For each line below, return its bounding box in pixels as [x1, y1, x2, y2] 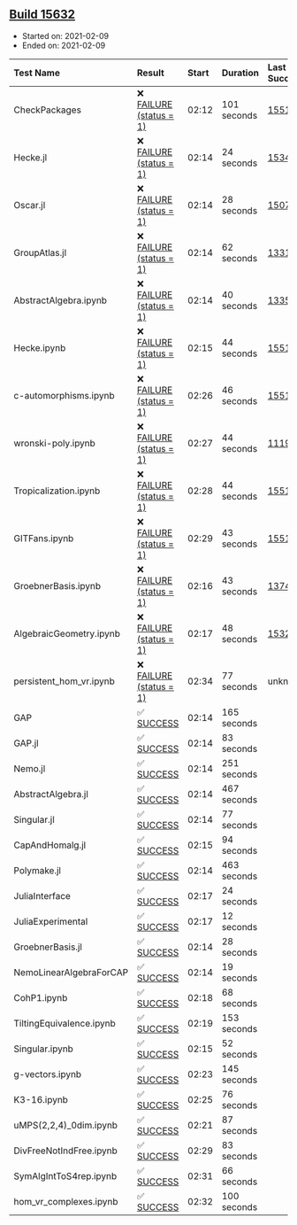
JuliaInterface [13, 889, 71, 902]
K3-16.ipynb [13, 1093, 69, 1105]
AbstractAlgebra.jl [13, 787, 88, 800]
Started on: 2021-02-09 [21, 30, 109, 41]
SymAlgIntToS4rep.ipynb [13, 1169, 118, 1182]
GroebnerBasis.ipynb [13, 579, 102, 592]
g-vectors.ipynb [13, 1067, 82, 1080]
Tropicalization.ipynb [13, 485, 101, 497]
